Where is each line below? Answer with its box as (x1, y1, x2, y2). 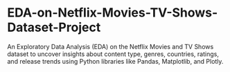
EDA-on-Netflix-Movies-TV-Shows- (7, 5, 218, 21)
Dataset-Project (7, 19, 101, 35)
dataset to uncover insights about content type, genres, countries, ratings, (7, 50, 220, 58)
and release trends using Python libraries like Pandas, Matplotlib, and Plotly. (7, 57, 224, 65)
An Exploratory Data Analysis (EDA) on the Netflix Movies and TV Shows (7, 42, 214, 51)
